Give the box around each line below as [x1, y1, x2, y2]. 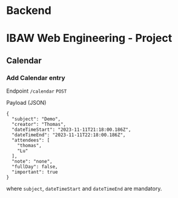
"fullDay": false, [12, 164, 59, 170]
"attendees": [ [12, 137, 50, 144]
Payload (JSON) [6, 99, 47, 107]
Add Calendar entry [6, 73, 65, 82]
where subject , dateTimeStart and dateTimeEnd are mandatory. [6, 185, 162, 193]
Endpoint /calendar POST [6, 87, 67, 94]
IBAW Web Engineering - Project [6, 31, 173, 45]
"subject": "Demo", [12, 116, 61, 122]
